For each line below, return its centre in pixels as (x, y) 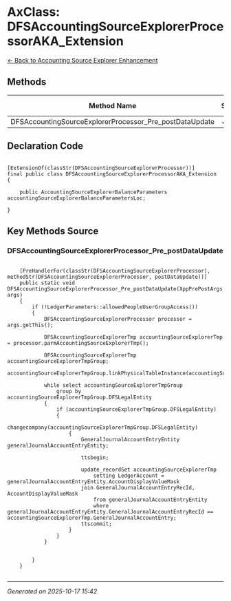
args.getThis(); (30, 325)
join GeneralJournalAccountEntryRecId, (138, 488)
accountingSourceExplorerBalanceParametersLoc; (77, 198)
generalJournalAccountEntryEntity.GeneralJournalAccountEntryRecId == (110, 512)
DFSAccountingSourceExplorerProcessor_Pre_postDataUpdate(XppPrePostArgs (115, 289)
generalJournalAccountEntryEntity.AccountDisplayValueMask (93, 482)
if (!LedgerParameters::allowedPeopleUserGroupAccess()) (115, 307)
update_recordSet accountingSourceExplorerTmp (148, 470)
